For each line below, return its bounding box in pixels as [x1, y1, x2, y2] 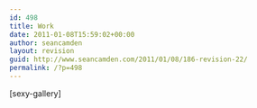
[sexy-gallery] [9, 87, 61, 99]
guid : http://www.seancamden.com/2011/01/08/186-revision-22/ [9, 55, 248, 64]
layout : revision [9, 47, 75, 56]
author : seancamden [9, 38, 83, 48]
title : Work [9, 22, 54, 31]
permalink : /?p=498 [9, 64, 83, 73]
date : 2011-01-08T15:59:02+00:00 [9, 30, 135, 39]
